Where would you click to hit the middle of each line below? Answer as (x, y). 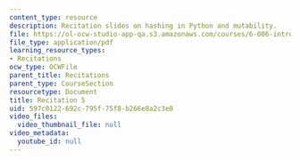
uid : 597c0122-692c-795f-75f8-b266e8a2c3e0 (92, 108)
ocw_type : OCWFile (43, 68)
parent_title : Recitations (59, 76)
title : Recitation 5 (48, 100)
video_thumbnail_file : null (70, 125)
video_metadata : (39, 133)
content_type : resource (54, 17)
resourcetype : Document (54, 92)
